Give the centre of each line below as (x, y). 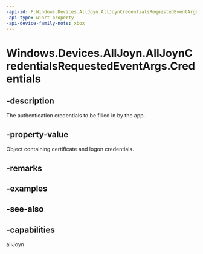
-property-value (37, 135)
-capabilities (31, 230)
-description (30, 101)
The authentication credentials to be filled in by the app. (76, 116)
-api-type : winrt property (40, 18)
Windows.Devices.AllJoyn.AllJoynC (100, 53)
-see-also (25, 209)
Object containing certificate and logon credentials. (70, 149)
